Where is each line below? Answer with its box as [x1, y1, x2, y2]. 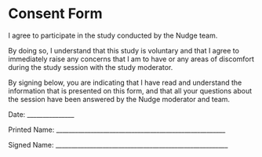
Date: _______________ [8, 109, 75, 119]
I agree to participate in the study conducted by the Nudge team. [8, 31, 218, 40]
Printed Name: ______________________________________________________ [8, 125, 226, 134]
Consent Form [8, 5, 103, 23]
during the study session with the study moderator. [8, 62, 173, 71]
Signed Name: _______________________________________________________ [8, 140, 228, 149]
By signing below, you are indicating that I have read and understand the [8, 78, 242, 87]
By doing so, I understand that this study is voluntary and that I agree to [8, 46, 239, 55]
